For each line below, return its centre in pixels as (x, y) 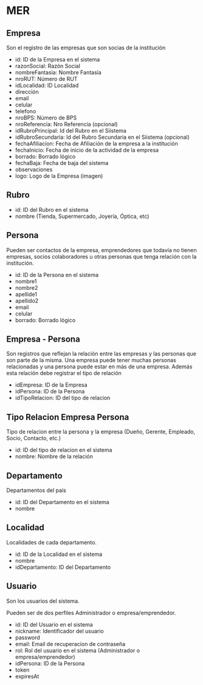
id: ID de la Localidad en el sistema (59, 554)
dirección (27, 92)
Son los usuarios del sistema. (43, 601)
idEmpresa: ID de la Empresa (51, 385)
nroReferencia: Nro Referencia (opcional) (66, 124)
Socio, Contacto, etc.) (34, 438)
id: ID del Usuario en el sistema (54, 624)
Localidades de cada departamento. (52, 542)
